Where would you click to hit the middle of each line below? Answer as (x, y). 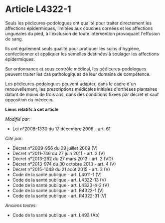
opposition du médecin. (29, 100)
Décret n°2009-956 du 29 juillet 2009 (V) (55, 148)
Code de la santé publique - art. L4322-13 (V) (59, 180)
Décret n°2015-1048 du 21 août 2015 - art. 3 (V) (61, 169)
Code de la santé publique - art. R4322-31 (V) (59, 196)
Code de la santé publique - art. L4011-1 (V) (57, 174)
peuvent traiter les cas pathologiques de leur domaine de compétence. (78, 74)
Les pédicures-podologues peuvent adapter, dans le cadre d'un (71, 84)
